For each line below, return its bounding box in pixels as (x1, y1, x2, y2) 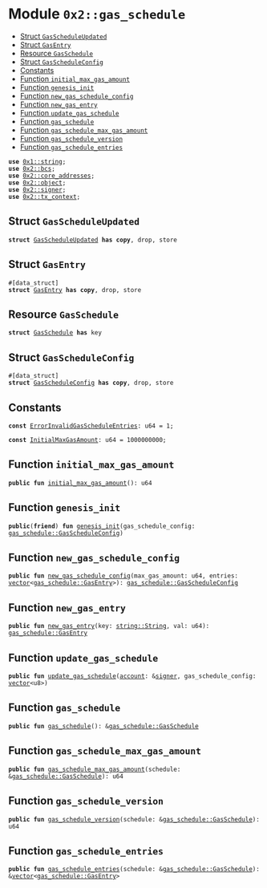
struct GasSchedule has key (8, 329, 103, 337)
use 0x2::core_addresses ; (8, 172, 95, 180)
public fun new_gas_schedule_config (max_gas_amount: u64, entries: (8, 572, 239, 580)
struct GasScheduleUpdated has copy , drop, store (8, 236, 178, 244)
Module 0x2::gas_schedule (8, 5, 186, 23)
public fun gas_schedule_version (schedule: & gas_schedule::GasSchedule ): (8, 815, 261, 823)
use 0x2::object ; (8, 178, 67, 187)
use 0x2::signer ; (8, 185, 67, 193)
